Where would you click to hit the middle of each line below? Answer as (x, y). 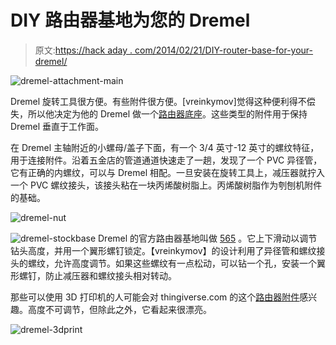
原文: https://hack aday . (83, 50)
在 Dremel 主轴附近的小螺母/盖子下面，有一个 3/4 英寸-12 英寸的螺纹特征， (165, 147)
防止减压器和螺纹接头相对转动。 (110, 275)
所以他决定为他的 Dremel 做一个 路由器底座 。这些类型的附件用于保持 (167, 113)
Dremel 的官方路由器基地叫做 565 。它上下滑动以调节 (208, 238)
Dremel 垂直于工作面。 (57, 126)
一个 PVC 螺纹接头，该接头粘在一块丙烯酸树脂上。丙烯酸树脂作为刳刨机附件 (166, 185)
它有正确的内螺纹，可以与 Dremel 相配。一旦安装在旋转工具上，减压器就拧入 (167, 172)
